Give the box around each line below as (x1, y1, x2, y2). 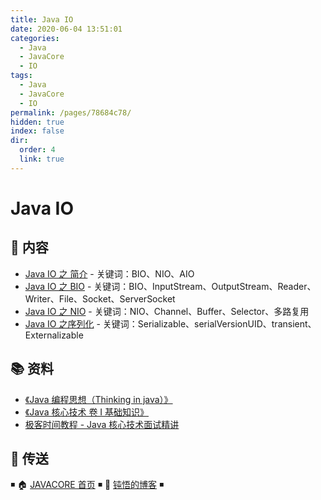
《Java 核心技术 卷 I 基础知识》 (24, 406, 150, 418)
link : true (19, 154, 65, 164)
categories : (10, 33, 60, 43)
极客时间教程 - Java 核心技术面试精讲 (24, 418, 180, 430)
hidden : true (10, 117, 65, 127)
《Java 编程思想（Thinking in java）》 (24, 393, 173, 405)
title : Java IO (10, 14, 74, 25)
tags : (10, 71, 33, 81)
